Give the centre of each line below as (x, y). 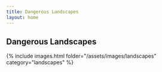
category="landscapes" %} (40, 62)
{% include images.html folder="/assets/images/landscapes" (81, 56)
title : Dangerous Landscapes (42, 12)
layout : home (22, 17)
